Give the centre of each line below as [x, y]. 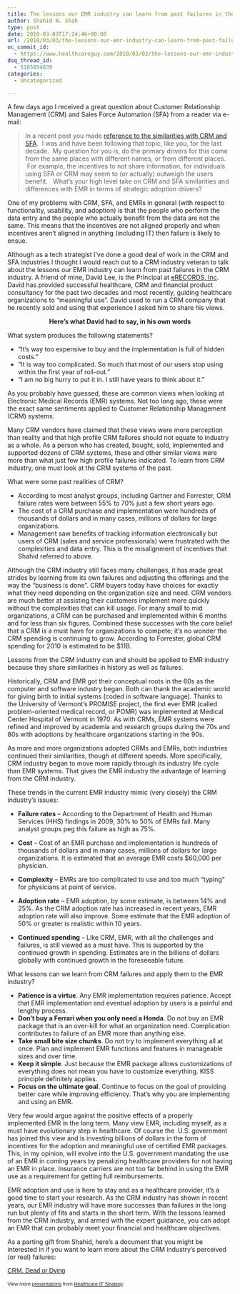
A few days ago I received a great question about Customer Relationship [114, 107]
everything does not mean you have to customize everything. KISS [116, 1071]
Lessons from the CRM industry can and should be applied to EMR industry [118, 660]
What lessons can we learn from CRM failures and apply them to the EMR [115, 974]
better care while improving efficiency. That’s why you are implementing [124, 1094]
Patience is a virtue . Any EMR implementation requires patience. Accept [124, 995]
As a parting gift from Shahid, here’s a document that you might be [105, 1242]
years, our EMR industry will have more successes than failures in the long [117, 1205]
